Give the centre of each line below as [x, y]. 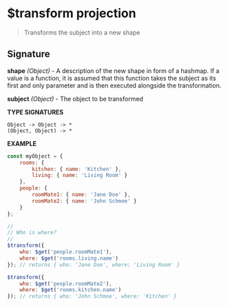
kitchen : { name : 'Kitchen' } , [77, 169]
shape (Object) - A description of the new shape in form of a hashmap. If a [113, 70]
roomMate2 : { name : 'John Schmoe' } [84, 201]
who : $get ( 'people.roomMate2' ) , [66, 284]
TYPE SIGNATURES [35, 112]
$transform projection [72, 13]
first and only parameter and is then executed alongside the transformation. [114, 85]
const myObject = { [35, 156]
